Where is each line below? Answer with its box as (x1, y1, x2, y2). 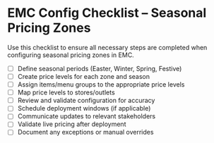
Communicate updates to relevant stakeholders (17, 112, 156, 120)
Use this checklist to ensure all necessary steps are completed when (7, 43, 208, 51)
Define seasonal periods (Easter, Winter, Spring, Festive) (17, 64, 182, 73)
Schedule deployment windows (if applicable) (17, 104, 151, 113)
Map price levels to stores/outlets (17, 88, 115, 97)
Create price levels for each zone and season (17, 73, 150, 80)
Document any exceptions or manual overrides (17, 128, 154, 137)
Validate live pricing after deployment (17, 120, 126, 128)
